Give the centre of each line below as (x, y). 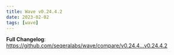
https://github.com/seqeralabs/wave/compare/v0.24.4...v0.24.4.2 (87, 46)
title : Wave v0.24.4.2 (34, 12)
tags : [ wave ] (22, 22)
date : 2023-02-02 (28, 17)
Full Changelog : (26, 40)
